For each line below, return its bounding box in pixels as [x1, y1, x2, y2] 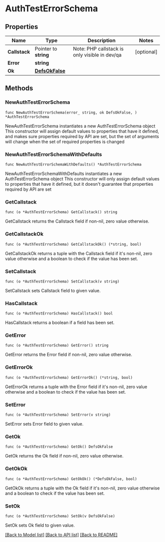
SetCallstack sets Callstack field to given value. [5, 287, 101, 293]
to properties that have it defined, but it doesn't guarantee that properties [5, 181, 154, 187]
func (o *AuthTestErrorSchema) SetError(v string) [5, 412, 111, 418]
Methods [5, 84, 33, 92]
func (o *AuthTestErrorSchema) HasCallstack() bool [5, 311, 113, 316]
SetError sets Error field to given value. [5, 421, 84, 427]
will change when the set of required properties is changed [5, 139, 125, 144]
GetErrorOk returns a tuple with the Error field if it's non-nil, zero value [5, 384, 147, 390]
